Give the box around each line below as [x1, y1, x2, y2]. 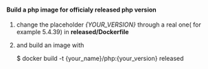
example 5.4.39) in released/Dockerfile [16, 28, 129, 36]
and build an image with [16, 41, 84, 49]
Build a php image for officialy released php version [6, 5, 157, 14]
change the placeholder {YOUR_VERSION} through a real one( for [16, 20, 202, 29]
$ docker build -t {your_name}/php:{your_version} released [16, 55, 184, 63]
